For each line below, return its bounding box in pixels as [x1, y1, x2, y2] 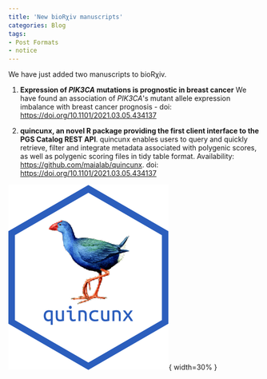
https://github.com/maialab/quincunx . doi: [19, 160, 159, 170]
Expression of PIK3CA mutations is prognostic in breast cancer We [19, 85, 247, 95]
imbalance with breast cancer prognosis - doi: [19, 102, 172, 112]
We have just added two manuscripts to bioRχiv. [8, 70, 167, 79]
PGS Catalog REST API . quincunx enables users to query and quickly [19, 134, 248, 144]
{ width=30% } [169, 362, 217, 372]
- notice [8, 46, 38, 55]
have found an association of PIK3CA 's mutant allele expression [19, 94, 231, 103]
